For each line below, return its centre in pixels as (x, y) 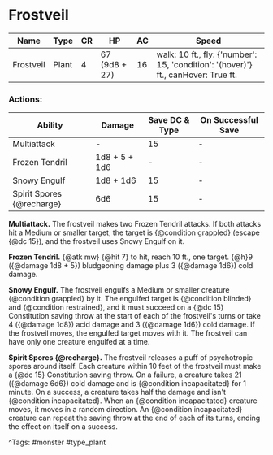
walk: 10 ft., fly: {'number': (207, 54)
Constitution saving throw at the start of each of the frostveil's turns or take (135, 316)
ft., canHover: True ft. (197, 75)
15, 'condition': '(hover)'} (204, 64)
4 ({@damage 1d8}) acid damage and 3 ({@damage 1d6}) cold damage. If (132, 325)
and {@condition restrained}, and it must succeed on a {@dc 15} (116, 307)
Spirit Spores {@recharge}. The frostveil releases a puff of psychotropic (131, 357)
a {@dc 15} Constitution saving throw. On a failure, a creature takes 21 (125, 375)
